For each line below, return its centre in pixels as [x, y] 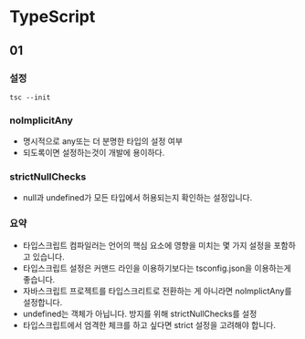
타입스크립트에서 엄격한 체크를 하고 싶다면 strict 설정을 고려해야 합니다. [149, 324]
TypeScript [53, 17]
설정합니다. [42, 302]
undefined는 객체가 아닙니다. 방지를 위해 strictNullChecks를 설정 [140, 313]
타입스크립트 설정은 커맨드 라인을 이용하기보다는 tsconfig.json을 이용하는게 [157, 268]
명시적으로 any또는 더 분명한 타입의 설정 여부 [103, 141]
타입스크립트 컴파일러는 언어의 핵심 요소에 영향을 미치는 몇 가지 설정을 [147, 245]
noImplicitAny [41, 120]
